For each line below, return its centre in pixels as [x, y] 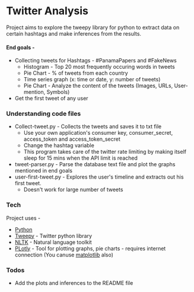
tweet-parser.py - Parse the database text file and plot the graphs [95, 164]
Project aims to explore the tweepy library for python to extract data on [93, 27]
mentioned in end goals [44, 171]
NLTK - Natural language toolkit [53, 242]
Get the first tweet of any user [51, 99]
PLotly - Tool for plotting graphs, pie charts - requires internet [90, 248]
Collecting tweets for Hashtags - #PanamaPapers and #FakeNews [96, 61]
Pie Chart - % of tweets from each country [76, 73]
